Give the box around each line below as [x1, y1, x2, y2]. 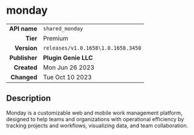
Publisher [9, 53, 38, 62]
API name [9, 24, 38, 33]
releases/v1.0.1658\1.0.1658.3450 [43, 44, 142, 51]
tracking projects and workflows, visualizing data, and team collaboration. [6, 122, 189, 129]
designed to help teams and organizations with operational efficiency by [6, 115, 184, 122]
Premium [43, 34, 69, 42]
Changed [10, 73, 38, 81]
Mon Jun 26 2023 [43, 63, 95, 72]
